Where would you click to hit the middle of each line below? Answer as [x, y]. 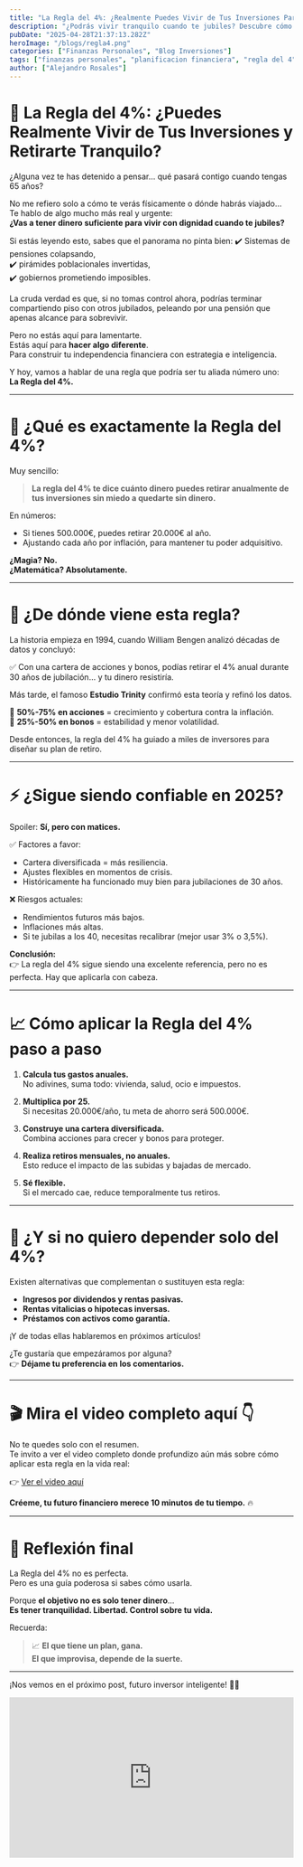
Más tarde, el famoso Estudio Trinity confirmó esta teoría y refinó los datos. [151, 694]
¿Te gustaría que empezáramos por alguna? [91, 1353]
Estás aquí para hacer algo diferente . [79, 344]
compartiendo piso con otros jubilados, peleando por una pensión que [140, 307]
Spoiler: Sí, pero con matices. [65, 826]
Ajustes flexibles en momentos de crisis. [97, 872]
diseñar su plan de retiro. [55, 749]
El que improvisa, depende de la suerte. [107, 1659]
